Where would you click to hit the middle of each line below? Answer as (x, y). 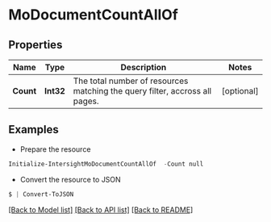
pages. (86, 101)
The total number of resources (131, 81)
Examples (33, 130)
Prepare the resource (55, 149)
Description (144, 67)
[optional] (240, 91)
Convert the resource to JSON (70, 179)
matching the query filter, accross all (142, 91)
